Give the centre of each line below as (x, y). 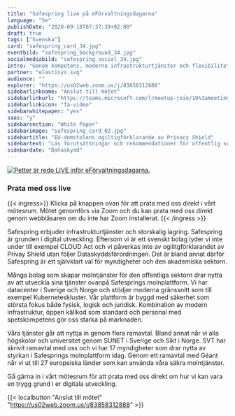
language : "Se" (29, 20)
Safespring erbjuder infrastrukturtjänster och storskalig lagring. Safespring (115, 232)
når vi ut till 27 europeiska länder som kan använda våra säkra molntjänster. (116, 363)
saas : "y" (22, 117)
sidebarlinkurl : (31, 99)
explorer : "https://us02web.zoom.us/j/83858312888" (84, 85)
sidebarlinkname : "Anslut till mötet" (64, 92)
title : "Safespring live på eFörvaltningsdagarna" (83, 14)
